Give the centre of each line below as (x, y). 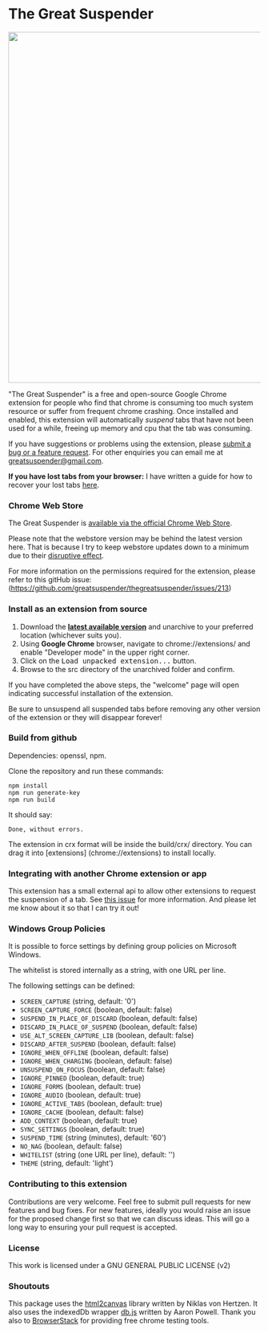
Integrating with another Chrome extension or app (108, 873)
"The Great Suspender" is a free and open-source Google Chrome (118, 394)
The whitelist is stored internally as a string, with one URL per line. (117, 970)
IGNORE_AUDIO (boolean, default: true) (80, 1095)
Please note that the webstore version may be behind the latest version (125, 539)
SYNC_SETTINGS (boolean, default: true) (82, 1129)
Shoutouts (29, 1286)
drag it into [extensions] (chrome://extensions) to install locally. (112, 853)
